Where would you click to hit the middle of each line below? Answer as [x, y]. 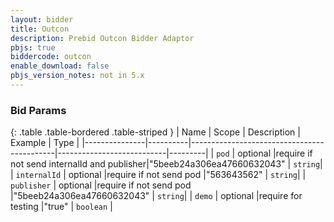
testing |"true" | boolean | [61, 207]
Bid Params [38, 110]
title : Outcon [40, 29]
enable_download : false [60, 66]
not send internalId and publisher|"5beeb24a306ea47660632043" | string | [166, 164]
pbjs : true [33, 47]
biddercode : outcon [51, 57]
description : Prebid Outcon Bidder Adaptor [102, 38]
